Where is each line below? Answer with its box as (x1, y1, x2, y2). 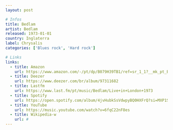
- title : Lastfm (10, 83, 45, 89)
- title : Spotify (10, 93, 47, 98)
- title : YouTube (10, 102, 47, 108)
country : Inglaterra (5, 36, 50, 41)
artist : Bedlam (5, 26, 38, 31)
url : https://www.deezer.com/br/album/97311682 (14, 79, 118, 84)
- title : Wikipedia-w (10, 112, 57, 117)
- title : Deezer (10, 74, 45, 79)
